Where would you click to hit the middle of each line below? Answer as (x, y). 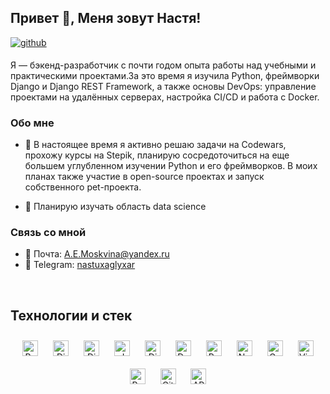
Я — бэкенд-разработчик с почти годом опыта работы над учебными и (163, 65)
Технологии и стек (71, 315)
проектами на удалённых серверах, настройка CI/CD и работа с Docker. (165, 97)
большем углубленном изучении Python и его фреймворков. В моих (171, 166)
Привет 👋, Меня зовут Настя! (106, 18)
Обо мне (32, 123)
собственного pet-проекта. (83, 187)
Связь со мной (48, 233)
